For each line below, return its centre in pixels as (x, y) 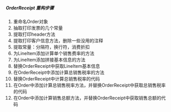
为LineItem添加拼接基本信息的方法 (49, 60)
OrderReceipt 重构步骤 (30, 8)
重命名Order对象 (30, 21)
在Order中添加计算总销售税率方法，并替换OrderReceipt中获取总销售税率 (89, 85)
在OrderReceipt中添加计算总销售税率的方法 (59, 72)
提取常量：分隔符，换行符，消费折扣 (51, 47)
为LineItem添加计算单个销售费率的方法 (54, 53)
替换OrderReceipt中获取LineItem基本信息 (57, 66)
